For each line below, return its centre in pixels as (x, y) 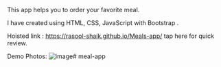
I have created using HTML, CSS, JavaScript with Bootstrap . (93, 23)
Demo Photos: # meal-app (57, 56)
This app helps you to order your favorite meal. (73, 10)
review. (17, 43)
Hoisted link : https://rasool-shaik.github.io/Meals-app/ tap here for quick (111, 36)
